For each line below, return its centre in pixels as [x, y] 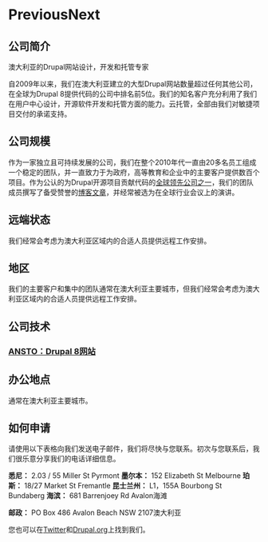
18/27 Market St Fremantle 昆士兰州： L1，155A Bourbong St [123, 486]
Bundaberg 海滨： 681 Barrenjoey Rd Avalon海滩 [88, 496]
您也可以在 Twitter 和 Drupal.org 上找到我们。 [79, 530]
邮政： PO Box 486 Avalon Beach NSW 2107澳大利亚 [95, 512]
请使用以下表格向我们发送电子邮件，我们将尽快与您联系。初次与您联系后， [130, 448]
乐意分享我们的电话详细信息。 [71, 459]
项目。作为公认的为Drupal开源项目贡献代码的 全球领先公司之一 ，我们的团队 [131, 182]
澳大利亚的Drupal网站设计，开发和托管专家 [79, 67]
